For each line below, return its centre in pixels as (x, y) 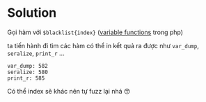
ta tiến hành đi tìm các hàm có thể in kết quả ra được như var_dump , (103, 45)
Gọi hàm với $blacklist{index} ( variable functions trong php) (95, 32)
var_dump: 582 (28, 66)
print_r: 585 (26, 78)
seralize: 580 (28, 72)
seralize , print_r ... (36, 53)
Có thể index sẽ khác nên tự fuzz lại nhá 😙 (69, 91)
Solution (32, 13)
